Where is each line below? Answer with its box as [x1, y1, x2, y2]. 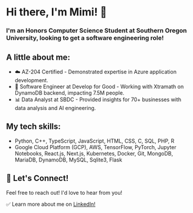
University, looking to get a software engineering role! [6, 34, 164, 42]
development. [14, 76, 48, 83]
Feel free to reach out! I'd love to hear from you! [6, 189, 123, 196]
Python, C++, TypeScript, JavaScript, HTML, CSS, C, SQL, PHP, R [14, 137, 175, 144]
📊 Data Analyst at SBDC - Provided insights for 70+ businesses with [14, 96, 182, 103]
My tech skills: [6, 121, 61, 132]
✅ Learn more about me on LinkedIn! [6, 201, 96, 208]
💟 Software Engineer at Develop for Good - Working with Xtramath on [14, 83, 184, 90]
